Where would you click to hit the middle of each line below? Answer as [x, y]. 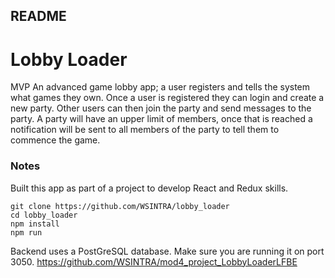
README [38, 16]
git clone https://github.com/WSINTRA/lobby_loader [120, 206]
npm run [26, 232]
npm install [35, 224]
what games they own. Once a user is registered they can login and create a [167, 98]
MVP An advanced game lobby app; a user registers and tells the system [160, 87]
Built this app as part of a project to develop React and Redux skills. [149, 188]
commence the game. [55, 140]
